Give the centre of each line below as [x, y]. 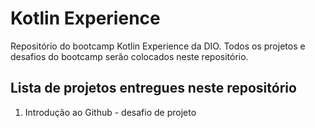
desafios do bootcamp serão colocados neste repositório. [129, 56]
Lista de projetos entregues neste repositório [153, 88]
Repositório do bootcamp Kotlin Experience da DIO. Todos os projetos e [158, 46]
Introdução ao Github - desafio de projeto [110, 112]
